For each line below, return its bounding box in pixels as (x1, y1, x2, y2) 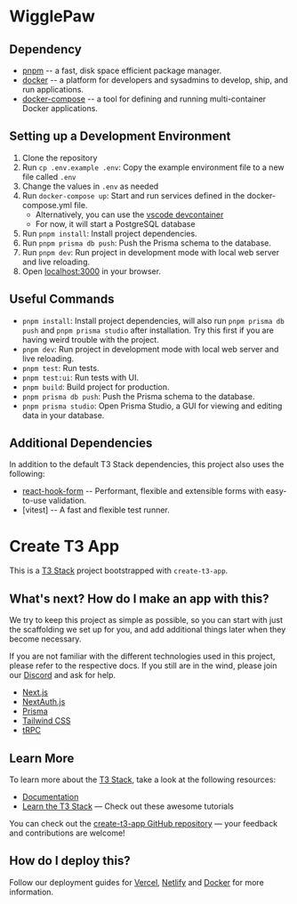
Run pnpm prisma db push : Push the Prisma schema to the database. (21, 238, 271, 248)
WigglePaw (9, 6, 96, 27)
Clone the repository (21, 152, 98, 163)
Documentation (21, 792, 79, 802)
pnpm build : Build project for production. (21, 381, 171, 392)
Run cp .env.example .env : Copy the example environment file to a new (21, 162, 285, 173)
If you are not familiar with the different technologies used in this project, (9, 651, 276, 662)
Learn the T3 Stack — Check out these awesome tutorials (21, 801, 234, 811)
